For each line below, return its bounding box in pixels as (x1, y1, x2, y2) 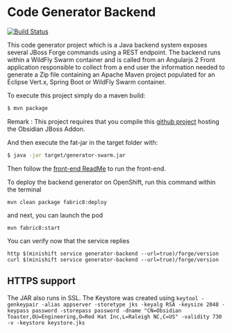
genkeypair (7, 301, 39, 308)
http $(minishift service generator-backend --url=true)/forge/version (7, 250, 219, 257)
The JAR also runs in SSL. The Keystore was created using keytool (7, 293, 199, 302)
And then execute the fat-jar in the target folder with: (7, 138, 158, 146)
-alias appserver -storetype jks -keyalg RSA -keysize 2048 (41, 301, 219, 308)
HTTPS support (7, 275, 76, 287)
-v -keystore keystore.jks (7, 319, 85, 326)
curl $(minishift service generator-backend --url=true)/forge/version (7, 256, 219, 263)
